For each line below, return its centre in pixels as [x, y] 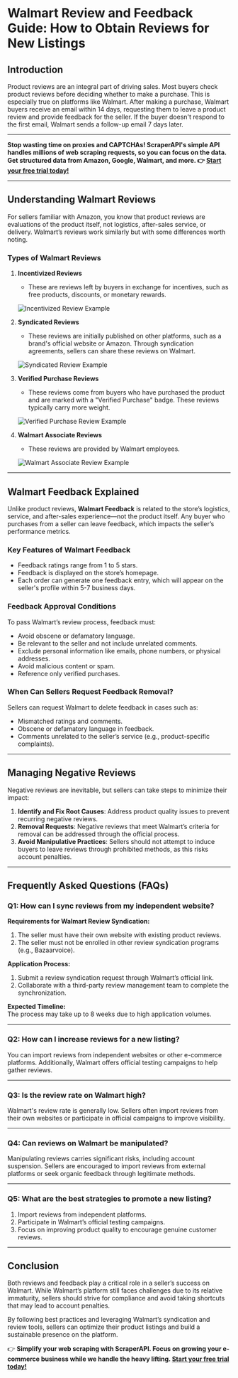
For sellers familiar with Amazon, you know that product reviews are [106, 217]
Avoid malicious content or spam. [66, 666]
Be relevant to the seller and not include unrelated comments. [107, 643]
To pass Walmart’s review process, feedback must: [81, 622]
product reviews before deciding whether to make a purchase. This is [109, 94]
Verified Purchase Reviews [58, 379]
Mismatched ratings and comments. [70, 721]
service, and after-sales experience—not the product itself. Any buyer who [116, 516]
